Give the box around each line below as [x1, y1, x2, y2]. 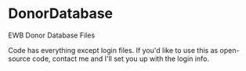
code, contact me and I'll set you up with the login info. [32, 54, 210, 63]
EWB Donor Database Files [8, 30, 96, 40]
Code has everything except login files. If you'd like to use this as [8, 45, 219, 55]
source [8, 54, 31, 63]
